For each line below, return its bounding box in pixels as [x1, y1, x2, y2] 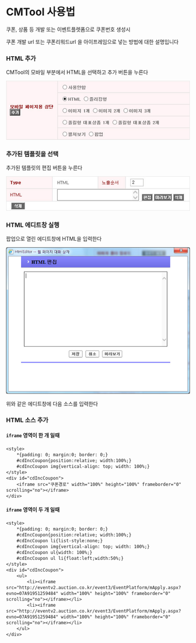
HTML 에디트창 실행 [6, 221, 60, 229]
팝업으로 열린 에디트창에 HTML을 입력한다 [6, 235, 102, 242]
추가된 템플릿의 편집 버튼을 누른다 [6, 165, 83, 172]
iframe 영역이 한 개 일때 [6, 432, 60, 439]
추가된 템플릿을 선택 [6, 150, 59, 158]
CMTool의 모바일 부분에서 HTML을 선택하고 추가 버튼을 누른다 [6, 69, 149, 76]
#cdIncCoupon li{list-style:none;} [16, 538, 103, 543]
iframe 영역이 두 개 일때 [6, 506, 60, 513]
